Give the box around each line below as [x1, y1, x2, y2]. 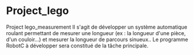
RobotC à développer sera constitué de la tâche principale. [6, 42, 149, 49]
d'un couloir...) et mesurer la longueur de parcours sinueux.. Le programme [6, 36, 188, 43]
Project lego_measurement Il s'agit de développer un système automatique [6, 23, 188, 30]
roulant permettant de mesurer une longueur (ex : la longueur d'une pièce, [6, 29, 186, 36]
